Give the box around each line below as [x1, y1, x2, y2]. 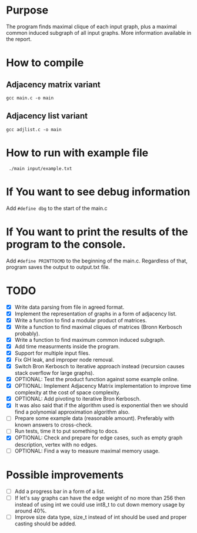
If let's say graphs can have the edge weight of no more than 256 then [14, 494, 186, 501]
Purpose [6, 4, 49, 17]
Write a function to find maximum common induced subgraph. [14, 336, 166, 343]
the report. [6, 35, 32, 42]
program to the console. [6, 238, 126, 251]
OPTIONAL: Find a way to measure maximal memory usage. [14, 447, 160, 454]
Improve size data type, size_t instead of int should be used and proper [14, 513, 187, 521]
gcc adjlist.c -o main [6, 126, 62, 132]
